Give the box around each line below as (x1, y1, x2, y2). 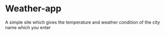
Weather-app (5, 3, 62, 14)
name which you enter (5, 24, 51, 30)
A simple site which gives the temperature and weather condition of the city (5, 19, 161, 25)
